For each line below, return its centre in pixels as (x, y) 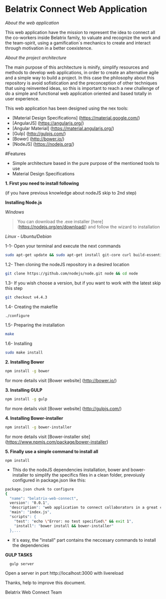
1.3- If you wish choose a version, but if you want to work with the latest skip (83, 283)
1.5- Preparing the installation (35, 325)
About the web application (32, 23)
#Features (16, 154)
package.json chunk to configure (40, 489)
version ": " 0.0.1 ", (30, 503)
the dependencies (31, 545)
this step (14, 288)
